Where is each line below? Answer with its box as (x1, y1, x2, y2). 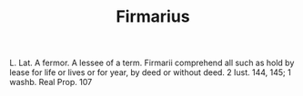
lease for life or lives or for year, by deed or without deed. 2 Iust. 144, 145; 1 (9, 67, 291, 78)
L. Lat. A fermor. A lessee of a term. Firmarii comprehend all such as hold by (9, 57, 295, 69)
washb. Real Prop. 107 (9, 77, 93, 88)
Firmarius (116, 6, 190, 27)
